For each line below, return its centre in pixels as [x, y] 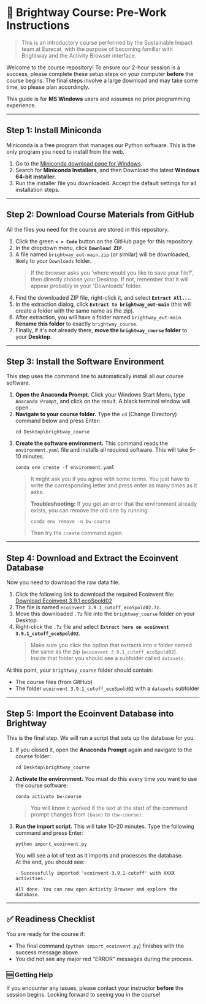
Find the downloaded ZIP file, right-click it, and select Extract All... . [103, 297]
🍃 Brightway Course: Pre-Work [86, 13]
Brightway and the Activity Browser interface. [79, 55]
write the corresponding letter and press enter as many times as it [114, 485]
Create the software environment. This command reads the [92, 443]
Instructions [38, 25]
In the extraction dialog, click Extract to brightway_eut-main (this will [103, 304]
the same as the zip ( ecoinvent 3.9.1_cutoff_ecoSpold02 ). [104, 652]
